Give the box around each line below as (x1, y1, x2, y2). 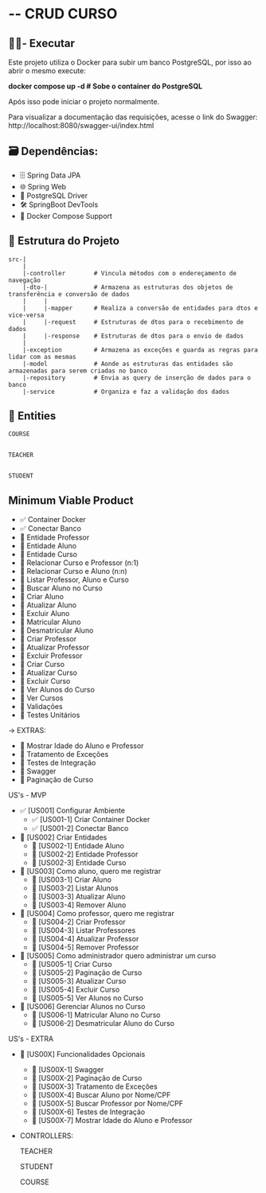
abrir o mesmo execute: (8, 66, 86, 76)
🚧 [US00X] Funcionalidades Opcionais (19, 1050, 146, 1059)
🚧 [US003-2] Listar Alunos (31, 883, 119, 893)
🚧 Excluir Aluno (19, 609, 70, 618)
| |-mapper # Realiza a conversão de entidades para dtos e (22, 304, 259, 312)
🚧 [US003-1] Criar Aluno (31, 875, 111, 884)
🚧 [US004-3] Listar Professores (31, 926, 136, 935)
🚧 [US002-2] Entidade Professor (31, 849, 139, 860)
